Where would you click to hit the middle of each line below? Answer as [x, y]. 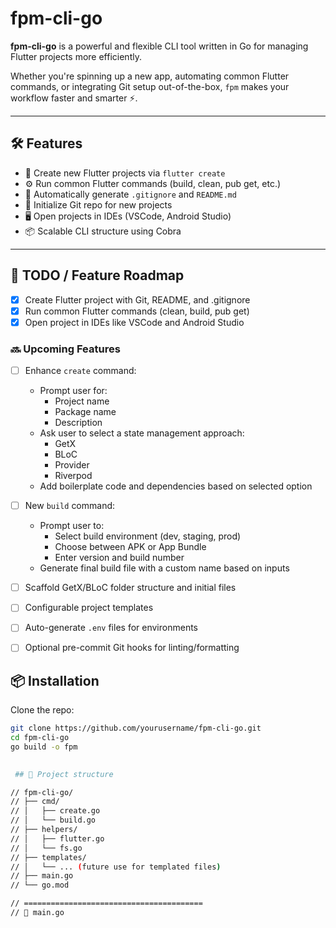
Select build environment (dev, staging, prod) [148, 536]
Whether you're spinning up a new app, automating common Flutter [150, 76]
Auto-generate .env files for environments [111, 628]
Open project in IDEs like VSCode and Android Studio [134, 322]
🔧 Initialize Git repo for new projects [98, 204]
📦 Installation [55, 680]
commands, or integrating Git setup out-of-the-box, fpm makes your [150, 86]
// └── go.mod [40, 885]
